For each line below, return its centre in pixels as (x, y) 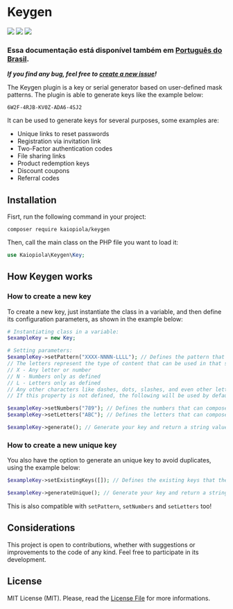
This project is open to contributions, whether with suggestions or (101, 544)
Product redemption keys (53, 163)
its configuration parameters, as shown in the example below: (95, 319)
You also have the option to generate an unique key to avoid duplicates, (109, 460)
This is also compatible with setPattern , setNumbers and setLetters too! (110, 506)
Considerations (41, 528)
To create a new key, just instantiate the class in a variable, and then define (114, 311)
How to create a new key (49, 297)
